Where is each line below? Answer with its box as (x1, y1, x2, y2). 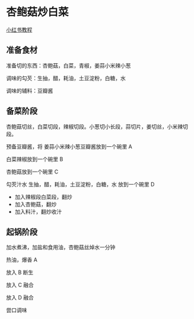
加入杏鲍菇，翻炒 (14, 201, 57, 208)
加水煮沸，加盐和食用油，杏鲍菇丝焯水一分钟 (6, 244, 116, 251)
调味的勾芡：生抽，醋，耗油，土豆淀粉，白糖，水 (6, 75, 126, 82)
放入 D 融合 (6, 294, 34, 301)
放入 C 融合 (6, 282, 34, 289)
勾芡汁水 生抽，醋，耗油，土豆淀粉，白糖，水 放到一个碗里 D (6, 181, 155, 188)
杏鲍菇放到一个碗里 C (6, 168, 59, 175)
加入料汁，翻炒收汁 (14, 208, 62, 215)
